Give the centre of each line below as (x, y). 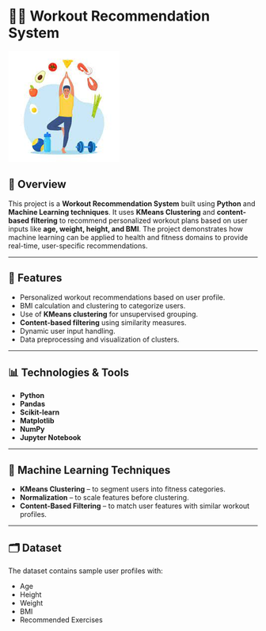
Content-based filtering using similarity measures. (103, 322)
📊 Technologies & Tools (68, 372)
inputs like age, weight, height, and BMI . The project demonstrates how (125, 228)
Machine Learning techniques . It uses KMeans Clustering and (112, 212)
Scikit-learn (40, 412)
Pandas (32, 404)
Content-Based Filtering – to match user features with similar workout (135, 506)
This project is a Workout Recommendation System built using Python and (132, 203)
